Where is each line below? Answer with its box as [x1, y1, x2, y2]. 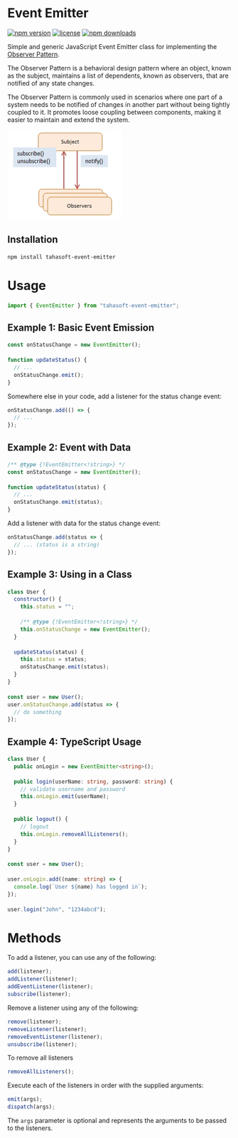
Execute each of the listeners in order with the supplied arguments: [7, 1081, 204, 1090]
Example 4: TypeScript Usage [7, 735, 142, 748]
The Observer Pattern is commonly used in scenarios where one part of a [7, 93, 222, 101]
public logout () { [13, 816, 69, 823]
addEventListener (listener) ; [7, 983, 94, 990]
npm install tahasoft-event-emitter [7, 253, 116, 261]
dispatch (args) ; [7, 1103, 55, 1111]
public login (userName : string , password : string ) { [13, 778, 173, 785]
